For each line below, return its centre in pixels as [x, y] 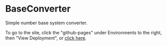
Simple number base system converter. [46, 23]
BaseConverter [38, 9]
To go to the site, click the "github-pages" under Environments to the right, [83, 32]
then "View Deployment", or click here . [46, 38]
